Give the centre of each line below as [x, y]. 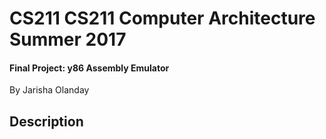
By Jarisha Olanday [49, 90]
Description [46, 121]
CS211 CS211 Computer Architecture [162, 18]
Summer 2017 [68, 39]
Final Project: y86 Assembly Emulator [89, 68]
